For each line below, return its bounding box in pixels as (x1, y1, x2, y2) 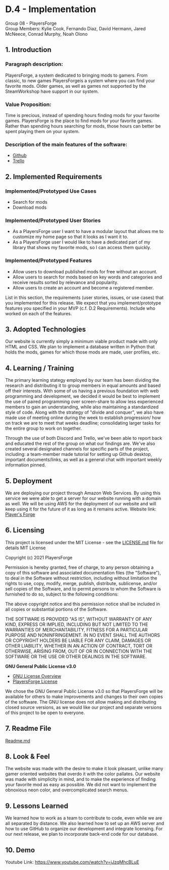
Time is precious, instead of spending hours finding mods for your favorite (5, 112, 160, 118)
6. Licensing (5, 526, 44, 535)
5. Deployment (5, 477, 52, 485)
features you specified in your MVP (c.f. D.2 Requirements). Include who (5, 305, 155, 311)
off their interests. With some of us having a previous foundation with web (5, 388, 159, 394)
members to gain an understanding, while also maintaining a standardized (5, 404, 159, 410)
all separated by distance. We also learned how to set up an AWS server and (5, 821, 164, 827)
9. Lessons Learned (5, 801, 69, 810)
